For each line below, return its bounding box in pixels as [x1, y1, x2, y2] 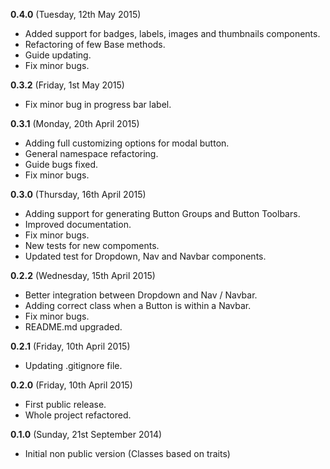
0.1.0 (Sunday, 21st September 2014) [10, 429, 163, 440]
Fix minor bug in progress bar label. [24, 99, 172, 110]
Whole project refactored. [24, 409, 132, 421]
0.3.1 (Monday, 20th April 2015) [10, 118, 140, 129]
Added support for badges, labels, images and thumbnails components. [24, 28, 321, 39]
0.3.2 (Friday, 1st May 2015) [10, 79, 125, 91]
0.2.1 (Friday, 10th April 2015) [10, 340, 131, 352]
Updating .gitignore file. [24, 360, 123, 371]
